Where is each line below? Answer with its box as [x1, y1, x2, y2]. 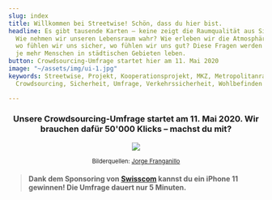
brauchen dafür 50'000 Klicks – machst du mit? [40, 123, 232, 134]
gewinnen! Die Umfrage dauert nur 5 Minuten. [28, 183, 187, 193]
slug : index [8, 11, 49, 20]
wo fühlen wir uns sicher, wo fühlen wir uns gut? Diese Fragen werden [15, 42, 263, 50]
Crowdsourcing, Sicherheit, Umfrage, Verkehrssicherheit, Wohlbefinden [15, 79, 263, 87]
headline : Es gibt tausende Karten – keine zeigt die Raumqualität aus [8, 27, 255, 35]
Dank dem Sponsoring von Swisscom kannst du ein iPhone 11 [28, 174, 239, 184]
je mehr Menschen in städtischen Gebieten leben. [15, 49, 186, 57]
